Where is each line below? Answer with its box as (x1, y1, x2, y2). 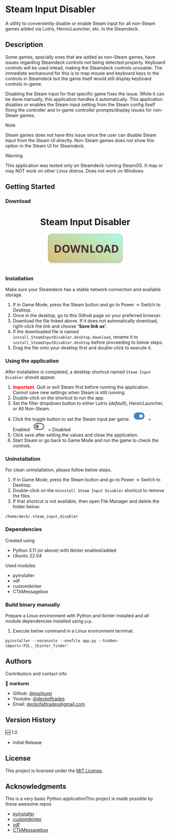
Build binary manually (5, 601, 60, 608)
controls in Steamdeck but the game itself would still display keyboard (5, 75, 152, 82)
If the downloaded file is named (12, 328, 79, 334)
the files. (12, 493, 31, 499)
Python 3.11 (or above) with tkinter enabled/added (12, 547, 117, 553)
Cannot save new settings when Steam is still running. (12, 390, 126, 396)
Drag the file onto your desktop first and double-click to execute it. (12, 344, 152, 351)
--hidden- (98, 638, 119, 644)
